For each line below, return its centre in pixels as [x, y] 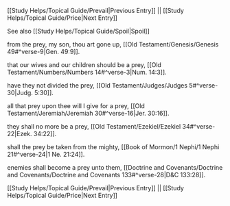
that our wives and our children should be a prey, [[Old [84, 65]
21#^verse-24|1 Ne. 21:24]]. [46, 154]
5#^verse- [203, 85]
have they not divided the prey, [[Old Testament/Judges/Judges [97, 85]
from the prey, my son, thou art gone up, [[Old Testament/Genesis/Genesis [113, 44]
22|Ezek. [20, 134]
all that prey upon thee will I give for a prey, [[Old [76, 106]
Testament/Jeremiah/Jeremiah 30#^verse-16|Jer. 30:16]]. [88, 113]
